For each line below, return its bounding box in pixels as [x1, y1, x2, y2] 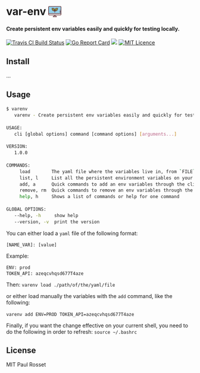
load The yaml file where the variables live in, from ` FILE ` [19, 168, 196, 174]
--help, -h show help [14, 212, 79, 218]
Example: [6, 252, 29, 259]
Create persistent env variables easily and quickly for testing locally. [6, 25, 180, 32]
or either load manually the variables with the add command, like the [6, 292, 173, 299]
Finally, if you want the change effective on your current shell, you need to [6, 322, 189, 329]
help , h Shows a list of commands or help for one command [19, 194, 180, 200]
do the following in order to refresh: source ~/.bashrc [6, 328, 137, 335]
